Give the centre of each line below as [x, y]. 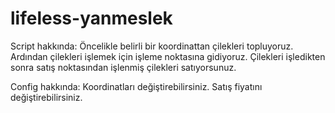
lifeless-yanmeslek [91, 18]
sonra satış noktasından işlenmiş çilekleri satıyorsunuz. [123, 67]
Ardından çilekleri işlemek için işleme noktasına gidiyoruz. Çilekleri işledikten [168, 56]
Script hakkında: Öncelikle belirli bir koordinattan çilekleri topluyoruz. [152, 46]
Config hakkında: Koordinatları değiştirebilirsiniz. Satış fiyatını [136, 86]
